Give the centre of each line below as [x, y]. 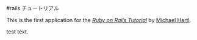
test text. [17, 32]
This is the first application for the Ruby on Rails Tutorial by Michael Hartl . [99, 20]
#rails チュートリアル [33, 8]
